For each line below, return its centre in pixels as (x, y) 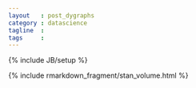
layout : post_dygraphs (51, 15)
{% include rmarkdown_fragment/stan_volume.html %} (98, 75)
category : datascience (48, 23)
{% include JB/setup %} (48, 60)
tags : (26, 38)
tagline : (26, 30)
